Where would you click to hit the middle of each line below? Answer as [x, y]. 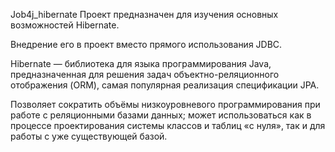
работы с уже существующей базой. [89, 136]
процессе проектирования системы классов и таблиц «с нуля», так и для [168, 125]
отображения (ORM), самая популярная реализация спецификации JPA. [165, 85]
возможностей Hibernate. [65, 25]
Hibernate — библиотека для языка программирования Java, [141, 63]
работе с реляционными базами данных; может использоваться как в [161, 115]
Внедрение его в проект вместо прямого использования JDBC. [146, 44]
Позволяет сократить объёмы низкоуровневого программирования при [165, 104]
